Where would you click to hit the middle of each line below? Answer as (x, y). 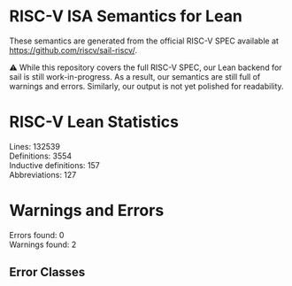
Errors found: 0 (37, 235)
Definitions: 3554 (41, 156)
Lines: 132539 (35, 146)
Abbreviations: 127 (43, 174)
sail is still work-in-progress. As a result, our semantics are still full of (135, 76)
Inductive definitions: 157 (54, 165)
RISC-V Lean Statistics (94, 122)
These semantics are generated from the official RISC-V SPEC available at (144, 41)
